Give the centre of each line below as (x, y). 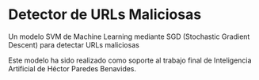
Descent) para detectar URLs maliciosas (74, 44)
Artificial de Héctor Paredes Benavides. (72, 68)
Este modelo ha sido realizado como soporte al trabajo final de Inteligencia (130, 60)
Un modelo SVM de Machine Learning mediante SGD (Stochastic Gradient (129, 36)
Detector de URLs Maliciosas (105, 15)
